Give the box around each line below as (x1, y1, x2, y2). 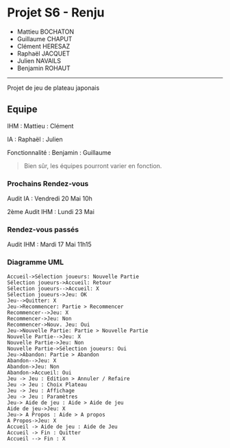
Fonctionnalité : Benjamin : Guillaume (7, 148, 112, 156)
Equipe (7, 104, 38, 115)
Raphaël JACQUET (16, 49, 71, 58)
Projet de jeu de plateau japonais (7, 84, 100, 92)
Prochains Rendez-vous (7, 178, 89, 188)
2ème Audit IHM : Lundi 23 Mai (7, 208, 94, 216)
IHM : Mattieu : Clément (7, 121, 74, 130)
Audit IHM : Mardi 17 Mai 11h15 (7, 240, 92, 248)
